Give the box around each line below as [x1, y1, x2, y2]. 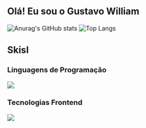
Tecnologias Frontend [7, 97, 83, 107]
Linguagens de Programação [7, 65, 107, 75]
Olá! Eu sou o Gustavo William [7, 6, 140, 17]
